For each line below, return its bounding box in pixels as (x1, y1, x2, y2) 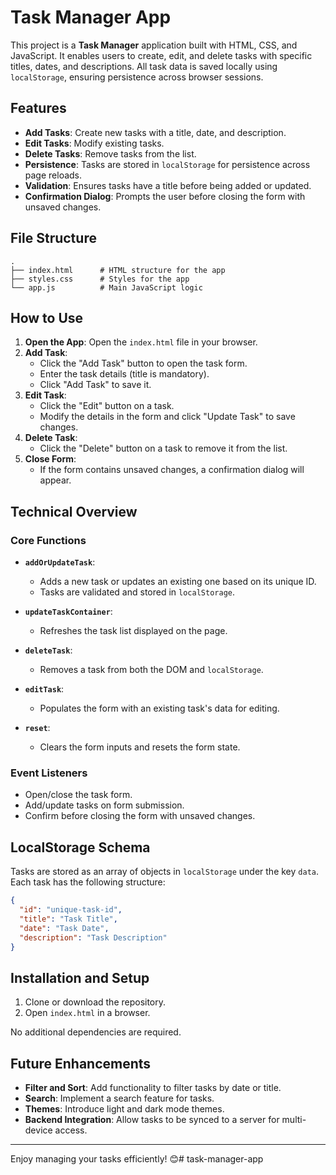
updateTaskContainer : (24, 606, 113, 618)
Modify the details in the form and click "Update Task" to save (39, 411, 296, 423)
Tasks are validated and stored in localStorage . (39, 586, 235, 598)
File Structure (10, 230, 97, 247)
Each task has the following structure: (10, 876, 166, 888)
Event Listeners (10, 766, 88, 780)
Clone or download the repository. (24, 996, 167, 1008)
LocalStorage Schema (10, 839, 151, 856)
